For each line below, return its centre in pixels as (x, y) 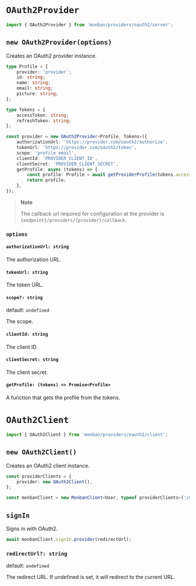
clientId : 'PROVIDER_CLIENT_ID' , (57, 158)
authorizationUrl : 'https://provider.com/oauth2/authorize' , (92, 142)
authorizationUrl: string (37, 247)
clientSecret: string (32, 360)
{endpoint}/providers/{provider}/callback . (73, 220)
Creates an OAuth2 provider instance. (51, 56)
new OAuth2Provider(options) (59, 42)
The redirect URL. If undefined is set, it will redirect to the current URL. (91, 577)
